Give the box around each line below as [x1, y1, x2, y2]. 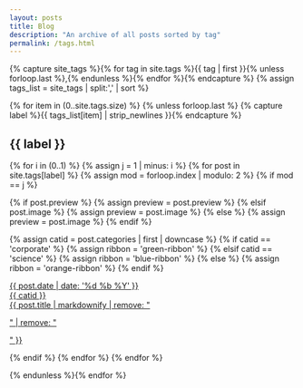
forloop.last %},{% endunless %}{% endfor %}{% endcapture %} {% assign [9, 73, 295, 84]
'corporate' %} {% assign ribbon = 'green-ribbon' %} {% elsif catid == [9, 244, 273, 255]
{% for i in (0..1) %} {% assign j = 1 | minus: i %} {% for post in [9, 160, 240, 171]
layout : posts [9, 13, 64, 23]
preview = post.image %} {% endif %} [9, 217, 152, 228]
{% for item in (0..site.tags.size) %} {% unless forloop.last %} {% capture [9, 101, 283, 112]
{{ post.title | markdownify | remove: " [9, 300, 151, 311]
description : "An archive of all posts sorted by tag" [9, 30, 221, 39]
